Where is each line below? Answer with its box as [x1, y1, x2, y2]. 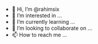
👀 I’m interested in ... [11, 12, 62, 19]
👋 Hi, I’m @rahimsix [11, 6, 60, 12]
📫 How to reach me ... [11, 32, 67, 38]
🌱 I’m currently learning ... [11, 18, 75, 25]
